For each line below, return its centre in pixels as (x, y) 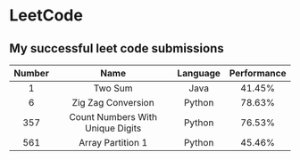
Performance (258, 73)
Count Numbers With (113, 117)
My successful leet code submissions (117, 48)
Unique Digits (113, 128)
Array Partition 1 (113, 143)
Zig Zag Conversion (113, 103)
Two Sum (113, 88)
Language (199, 73)
